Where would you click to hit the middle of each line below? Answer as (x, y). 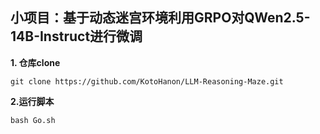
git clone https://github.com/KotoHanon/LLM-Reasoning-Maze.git (147, 81)
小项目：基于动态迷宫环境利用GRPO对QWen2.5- (160, 18)
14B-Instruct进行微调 (76, 36)
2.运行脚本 (32, 101)
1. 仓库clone (35, 62)
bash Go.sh (33, 120)
